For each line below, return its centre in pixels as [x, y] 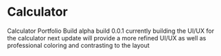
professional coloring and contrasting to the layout [78, 45]
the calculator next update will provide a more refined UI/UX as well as [107, 38]
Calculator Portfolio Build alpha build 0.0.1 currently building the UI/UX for [111, 31]
